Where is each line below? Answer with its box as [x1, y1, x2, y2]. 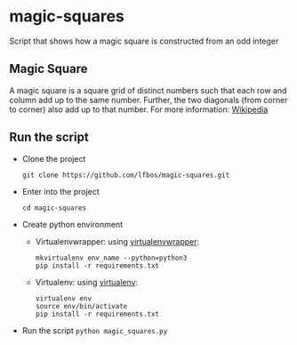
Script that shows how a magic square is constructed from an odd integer [9, 36, 279, 46]
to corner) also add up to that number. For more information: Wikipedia [9, 104, 269, 115]
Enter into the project [21, 186, 100, 197]
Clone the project [21, 153, 86, 164]
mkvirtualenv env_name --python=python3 [35, 253, 188, 262]
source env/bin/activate [35, 301, 128, 310]
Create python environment [21, 219, 124, 229]
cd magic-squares [21, 203, 87, 213]
